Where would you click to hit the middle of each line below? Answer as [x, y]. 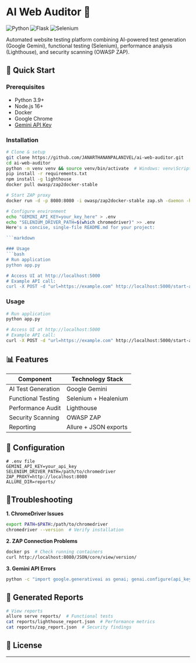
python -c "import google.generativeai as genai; [68, 579]
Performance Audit [35, 408]
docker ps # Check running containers [55, 552]
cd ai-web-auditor [28, 163]
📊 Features [27, 360]
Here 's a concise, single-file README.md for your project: [81, 228]
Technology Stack [97, 379]
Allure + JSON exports [97, 427]
